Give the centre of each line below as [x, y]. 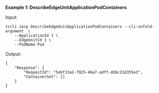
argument [15, 31]
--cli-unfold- [139, 27]
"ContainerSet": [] [44, 77]
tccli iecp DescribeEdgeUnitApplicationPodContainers [64, 27]
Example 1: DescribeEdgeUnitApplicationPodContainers [66, 7]
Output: [13, 54]
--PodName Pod [29, 44]
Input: [12, 17]
